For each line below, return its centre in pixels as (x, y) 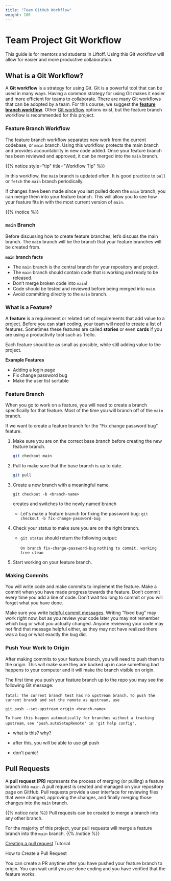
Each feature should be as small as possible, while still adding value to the (83, 345)
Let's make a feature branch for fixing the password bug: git (84, 514)
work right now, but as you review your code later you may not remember (82, 618)
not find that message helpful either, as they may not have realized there (81, 629)
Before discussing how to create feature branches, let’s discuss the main (82, 236)
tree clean (32, 553)
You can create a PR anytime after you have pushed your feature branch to (84, 863)
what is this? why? (32, 733)
